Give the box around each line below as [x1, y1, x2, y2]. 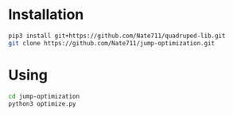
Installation [8, 6, 84, 24]
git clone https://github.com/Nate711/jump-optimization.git [8, 39, 216, 47]
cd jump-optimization [8, 92, 80, 100]
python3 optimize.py [8, 99, 77, 108]
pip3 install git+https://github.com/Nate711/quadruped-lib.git [8, 32, 226, 40]
